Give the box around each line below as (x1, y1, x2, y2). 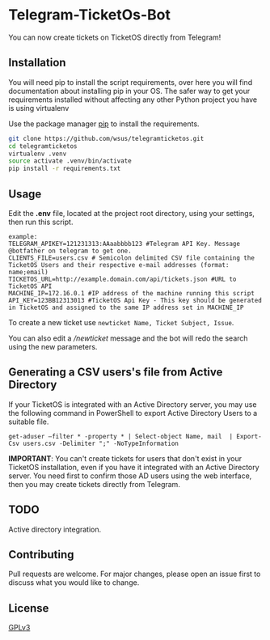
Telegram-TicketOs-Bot (8, 6, 171, 24)
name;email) (8, 268, 49, 276)
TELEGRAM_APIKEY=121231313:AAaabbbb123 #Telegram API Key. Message (8, 239, 241, 248)
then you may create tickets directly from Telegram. (8, 479, 180, 489)
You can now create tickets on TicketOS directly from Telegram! (8, 32, 221, 42)
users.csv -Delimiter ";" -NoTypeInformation (23, 439, 179, 447)
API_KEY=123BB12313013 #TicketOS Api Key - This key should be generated (8, 296, 263, 304)
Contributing (8, 548, 74, 562)
